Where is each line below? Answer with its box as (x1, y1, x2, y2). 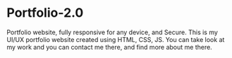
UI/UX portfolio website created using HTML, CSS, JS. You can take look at (6, 35, 225, 43)
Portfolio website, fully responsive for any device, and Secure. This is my (6, 28, 218, 36)
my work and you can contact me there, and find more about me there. (6, 43, 212, 51)
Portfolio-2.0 (6, 5, 84, 21)
